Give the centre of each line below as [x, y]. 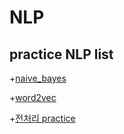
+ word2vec [33, 97]
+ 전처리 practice [42, 118]
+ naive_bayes [38, 78]
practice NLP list [61, 54]
